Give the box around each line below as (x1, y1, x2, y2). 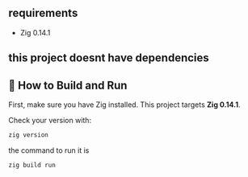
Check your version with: (8, 116, 91, 126)
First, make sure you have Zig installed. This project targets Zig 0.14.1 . (8, 100, 241, 109)
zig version (8, 131, 48, 139)
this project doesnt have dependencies (8, 51, 210, 65)
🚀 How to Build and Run (8, 78, 128, 92)
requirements (8, 6, 78, 20)
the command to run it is (8, 145, 90, 155)
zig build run (8, 161, 57, 169)
